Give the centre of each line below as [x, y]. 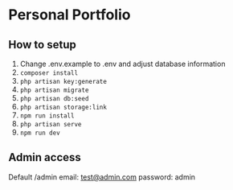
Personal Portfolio [69, 15]
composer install [49, 73]
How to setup [42, 45]
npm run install [47, 116]
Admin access [45, 157]
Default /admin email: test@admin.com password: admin [102, 177]
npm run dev [40, 133]
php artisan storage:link [63, 107]
